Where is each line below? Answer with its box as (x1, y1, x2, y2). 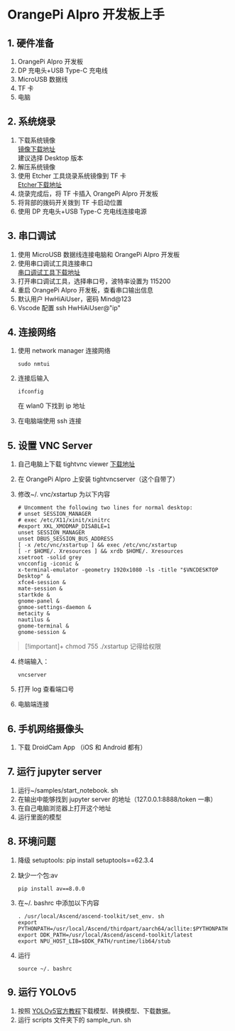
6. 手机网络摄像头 (7, 723, 84, 735)
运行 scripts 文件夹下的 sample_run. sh (17, 1015, 131, 1024)
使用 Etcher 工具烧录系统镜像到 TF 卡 (17, 171, 126, 180)
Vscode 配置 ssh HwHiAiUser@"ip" (17, 303, 121, 312)
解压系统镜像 (17, 162, 55, 171)
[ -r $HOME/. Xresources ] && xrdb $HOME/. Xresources (17, 548, 184, 555)
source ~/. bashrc (17, 965, 72, 972)
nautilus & (17, 616, 50, 623)
